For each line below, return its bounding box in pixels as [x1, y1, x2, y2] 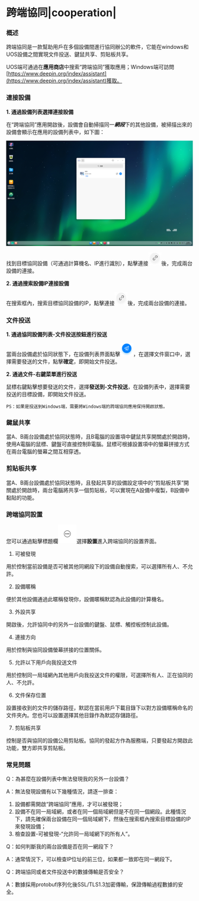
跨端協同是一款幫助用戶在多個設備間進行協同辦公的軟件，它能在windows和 [6, 43, 189, 51]
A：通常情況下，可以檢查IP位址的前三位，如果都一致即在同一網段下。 [6, 856, 176, 863]
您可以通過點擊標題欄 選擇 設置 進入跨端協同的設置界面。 [6, 537, 160, 545]
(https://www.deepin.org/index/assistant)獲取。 [6, 77, 123, 85]
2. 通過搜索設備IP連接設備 [6, 280, 69, 287]
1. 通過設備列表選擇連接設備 [6, 108, 74, 115]
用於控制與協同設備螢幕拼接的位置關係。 [6, 646, 105, 653]
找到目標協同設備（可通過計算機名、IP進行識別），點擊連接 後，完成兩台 [6, 260, 192, 267]
